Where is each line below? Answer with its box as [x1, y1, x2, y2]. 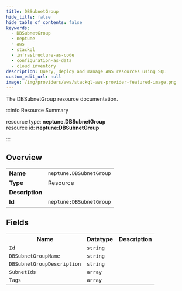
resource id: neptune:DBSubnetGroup [6, 124, 99, 131]
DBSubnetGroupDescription [9, 261, 81, 267]
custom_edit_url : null [6, 74, 61, 80]
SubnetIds [9, 269, 36, 275]
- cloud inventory [11, 63, 57, 69]
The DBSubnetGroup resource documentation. [6, 95, 118, 102]
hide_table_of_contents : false [6, 19, 83, 25]
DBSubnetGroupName [9, 252, 60, 259]
